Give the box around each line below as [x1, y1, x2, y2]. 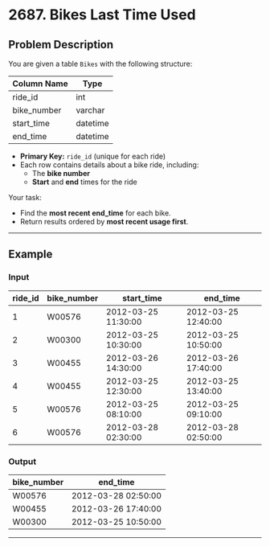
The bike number [31, 169, 91, 178]
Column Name [12, 78, 68, 89]
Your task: [8, 193, 42, 202]
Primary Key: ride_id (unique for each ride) [19, 151, 166, 161]
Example [8, 248, 53, 261]
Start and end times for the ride [31, 177, 138, 187]
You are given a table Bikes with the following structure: [8, 59, 193, 68]
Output [8, 456, 37, 467]
